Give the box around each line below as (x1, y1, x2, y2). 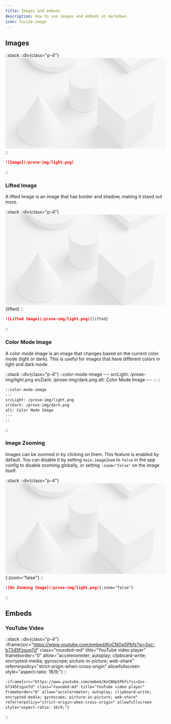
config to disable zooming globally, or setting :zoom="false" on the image (5, 462, 160, 468)
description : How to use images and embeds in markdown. (5, 13, 129, 19)
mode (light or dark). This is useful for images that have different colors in (5, 356, 161, 362)
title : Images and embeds (5, 8, 60, 13)
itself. (5, 467, 17, 473)
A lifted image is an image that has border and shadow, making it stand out (5, 194, 162, 200)
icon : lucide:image (5, 19, 47, 24)
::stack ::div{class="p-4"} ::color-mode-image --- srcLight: (5, 371, 129, 377)
